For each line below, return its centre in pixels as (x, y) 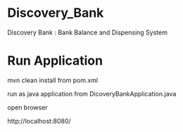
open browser (27, 107)
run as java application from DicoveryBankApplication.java (92, 93)
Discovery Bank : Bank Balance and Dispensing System (87, 32)
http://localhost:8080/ (39, 121)
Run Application (55, 61)
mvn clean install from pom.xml (53, 80)
